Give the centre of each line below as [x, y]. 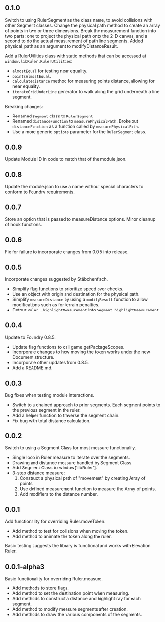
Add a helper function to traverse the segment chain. [66, 415]
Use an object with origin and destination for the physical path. [76, 294]
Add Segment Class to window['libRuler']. [54, 468]
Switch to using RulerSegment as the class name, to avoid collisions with [79, 20]
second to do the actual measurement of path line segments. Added [74, 41]
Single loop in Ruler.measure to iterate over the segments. [71, 457]
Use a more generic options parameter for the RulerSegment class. [79, 132]
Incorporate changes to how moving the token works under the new [81, 352]
